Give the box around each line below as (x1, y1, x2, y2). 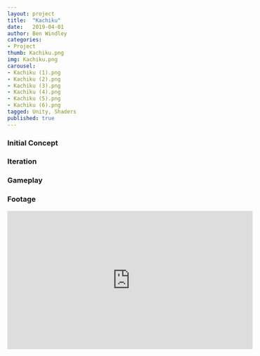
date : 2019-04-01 (7, 23, 64, 30)
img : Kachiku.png (7, 56, 58, 63)
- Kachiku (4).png (7, 88, 61, 95)
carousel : (7, 62, 36, 70)
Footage (7, 195, 36, 204)
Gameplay (7, 176, 43, 185)
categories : (7, 37, 42, 44)
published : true (7, 114, 55, 121)
